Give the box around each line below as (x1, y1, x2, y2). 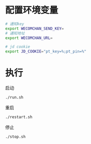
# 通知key (5, 21, 24, 26)
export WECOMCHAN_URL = (5, 35, 53, 40)
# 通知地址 (5, 30, 25, 35)
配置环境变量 (5, 4, 59, 16)
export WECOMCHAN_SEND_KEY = (5, 26, 64, 31)
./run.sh (5, 95, 24, 100)
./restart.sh (5, 114, 33, 119)
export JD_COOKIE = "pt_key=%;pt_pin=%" (5, 49, 86, 54)
